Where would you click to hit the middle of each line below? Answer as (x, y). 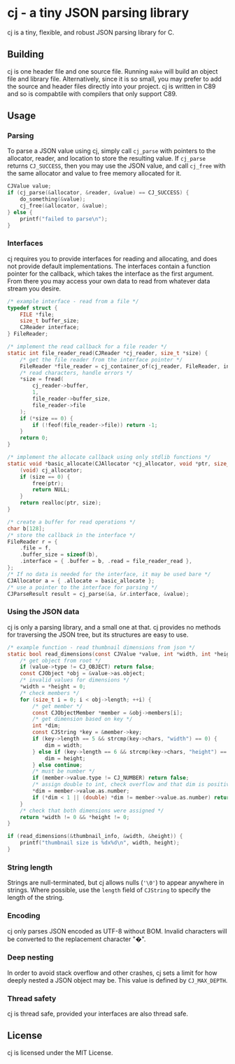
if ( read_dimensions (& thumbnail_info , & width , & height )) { (95, 837)
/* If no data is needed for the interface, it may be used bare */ (109, 574)
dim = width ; (63, 745)
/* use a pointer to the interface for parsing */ (83, 587)
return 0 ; (34, 438)
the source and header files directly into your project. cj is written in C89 (112, 86)
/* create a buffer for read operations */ (72, 522)
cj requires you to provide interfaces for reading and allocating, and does (112, 258)
